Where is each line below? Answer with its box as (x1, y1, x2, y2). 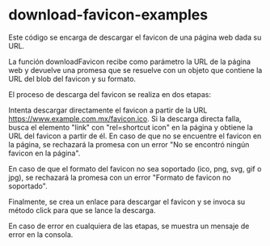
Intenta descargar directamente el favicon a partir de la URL (8, 105, 208, 115)
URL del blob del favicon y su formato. (8, 74, 136, 83)
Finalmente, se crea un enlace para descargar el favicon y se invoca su (8, 197, 246, 206)
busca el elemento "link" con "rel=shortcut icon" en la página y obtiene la (8, 122, 253, 132)
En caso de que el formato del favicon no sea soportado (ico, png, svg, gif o (8, 163, 262, 173)
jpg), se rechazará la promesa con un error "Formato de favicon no (8, 172, 232, 182)
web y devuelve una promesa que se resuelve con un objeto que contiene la (8, 65, 263, 74)
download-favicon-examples (8, 6, 209, 24)
